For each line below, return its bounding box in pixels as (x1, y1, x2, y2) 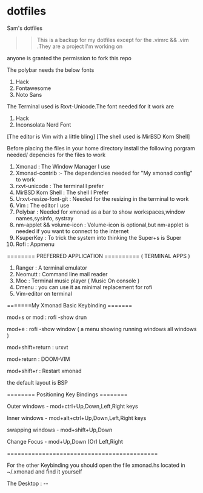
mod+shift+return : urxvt (7, 343, 68, 351)
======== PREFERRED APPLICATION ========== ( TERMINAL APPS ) (7, 252, 190, 259)
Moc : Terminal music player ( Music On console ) (15, 277, 140, 284)
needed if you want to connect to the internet (15, 227, 129, 235)
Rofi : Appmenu (15, 240, 55, 248)
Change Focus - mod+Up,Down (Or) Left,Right (7, 438, 124, 445)
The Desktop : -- (7, 480, 48, 487)
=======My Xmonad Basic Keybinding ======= (7, 301, 133, 309)
